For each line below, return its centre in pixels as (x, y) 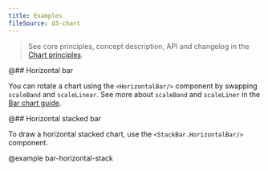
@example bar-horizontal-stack (61, 158)
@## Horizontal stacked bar (55, 118)
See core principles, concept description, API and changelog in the (139, 46)
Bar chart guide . (35, 103)
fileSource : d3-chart (45, 23)
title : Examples (35, 16)
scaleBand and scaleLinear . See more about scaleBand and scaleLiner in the (134, 94)
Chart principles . (55, 55)
